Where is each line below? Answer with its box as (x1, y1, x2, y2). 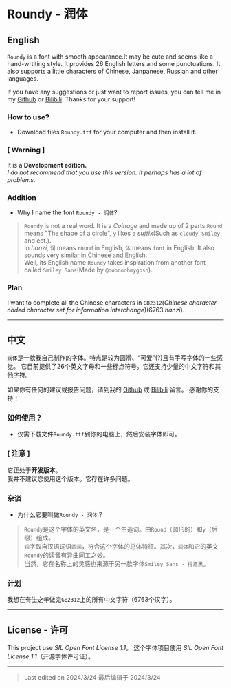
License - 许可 (7, 624, 69, 636)
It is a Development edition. (7, 161, 87, 169)
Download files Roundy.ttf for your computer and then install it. (16, 128, 197, 136)
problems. (7, 175, 36, 183)
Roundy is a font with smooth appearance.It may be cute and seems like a (7, 52, 213, 61)
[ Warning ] (7, 145, 45, 155)
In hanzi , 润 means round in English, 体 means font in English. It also (23, 243, 215, 252)
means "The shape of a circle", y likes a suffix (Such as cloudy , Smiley (23, 229, 221, 237)
